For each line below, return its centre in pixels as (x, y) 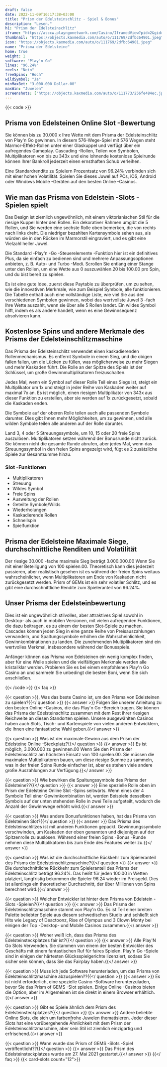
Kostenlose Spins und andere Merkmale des (75, 332)
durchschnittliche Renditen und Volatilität (71, 549)
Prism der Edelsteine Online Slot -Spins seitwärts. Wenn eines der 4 (75, 791)
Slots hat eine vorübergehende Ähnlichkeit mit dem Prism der (68, 1023)
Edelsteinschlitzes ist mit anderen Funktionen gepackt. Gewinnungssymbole (83, 826)
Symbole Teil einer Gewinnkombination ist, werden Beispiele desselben (78, 796)
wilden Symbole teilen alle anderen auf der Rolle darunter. (64, 423)
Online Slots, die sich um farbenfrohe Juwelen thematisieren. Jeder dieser (81, 1018)
